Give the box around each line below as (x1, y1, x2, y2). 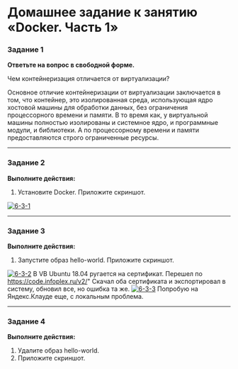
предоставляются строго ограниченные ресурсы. (7, 133, 159, 142)
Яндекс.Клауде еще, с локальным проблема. (7, 292, 144, 301)
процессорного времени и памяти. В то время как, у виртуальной (7, 111, 208, 119)
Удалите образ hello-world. (17, 346, 100, 355)
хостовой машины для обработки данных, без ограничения (7, 104, 188, 112)
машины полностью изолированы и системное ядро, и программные (7, 119, 218, 127)
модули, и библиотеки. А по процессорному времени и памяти (7, 126, 200, 135)
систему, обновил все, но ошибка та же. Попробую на (7, 285, 198, 293)
